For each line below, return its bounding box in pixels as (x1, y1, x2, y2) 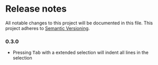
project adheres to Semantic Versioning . (5, 25, 90, 31)
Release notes (5, 3, 67, 15)
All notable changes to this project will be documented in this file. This (5, 20, 153, 26)
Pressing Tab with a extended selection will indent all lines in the (12, 49, 149, 56)
